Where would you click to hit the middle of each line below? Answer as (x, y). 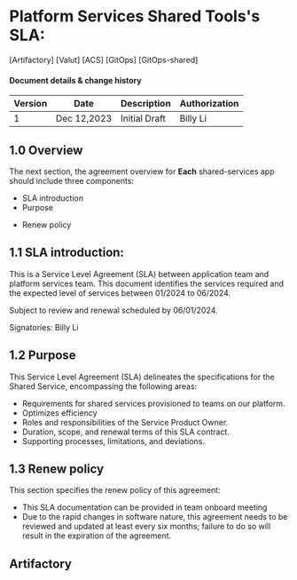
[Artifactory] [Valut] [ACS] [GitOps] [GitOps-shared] (104, 60)
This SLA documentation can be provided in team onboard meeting (145, 507)
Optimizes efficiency (59, 413)
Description (145, 104)
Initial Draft (143, 119)
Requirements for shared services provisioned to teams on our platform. (153, 403)
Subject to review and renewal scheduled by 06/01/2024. (114, 310)
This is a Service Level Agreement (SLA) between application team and (139, 274)
